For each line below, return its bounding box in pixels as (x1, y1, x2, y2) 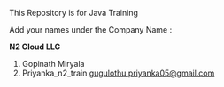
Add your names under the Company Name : (9, 25, 173, 34)
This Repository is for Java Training (9, 8, 139, 18)
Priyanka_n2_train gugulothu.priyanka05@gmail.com (21, 68, 215, 78)
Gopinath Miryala (21, 59, 85, 69)
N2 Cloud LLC (9, 41, 61, 52)
